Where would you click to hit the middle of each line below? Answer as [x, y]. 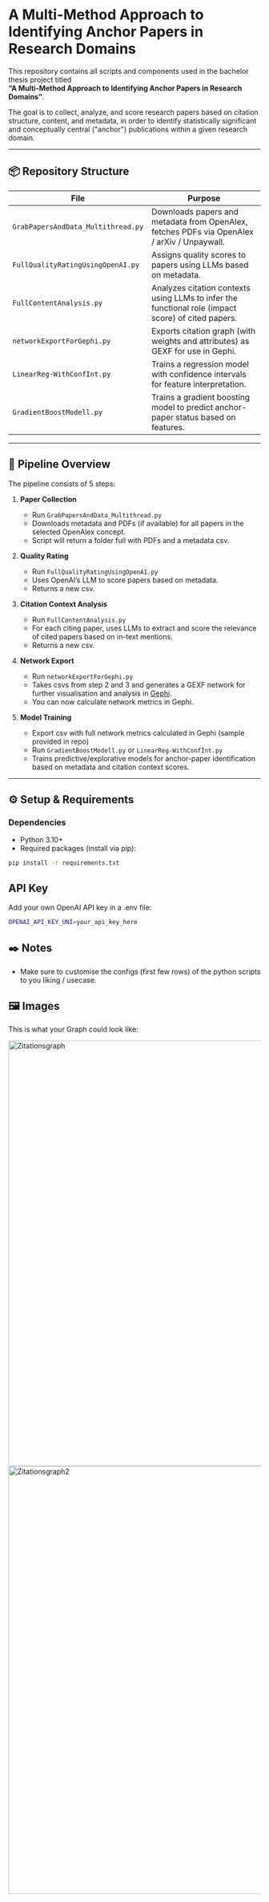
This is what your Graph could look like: [73, 1029]
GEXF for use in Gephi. [194, 351]
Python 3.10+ [42, 840]
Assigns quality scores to [199, 254]
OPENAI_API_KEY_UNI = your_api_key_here [73, 922]
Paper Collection [48, 499]
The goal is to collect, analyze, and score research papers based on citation [133, 112]
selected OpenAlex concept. [79, 532]
